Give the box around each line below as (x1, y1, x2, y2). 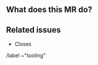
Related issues (6, 25, 61, 35)
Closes (14, 41, 32, 48)
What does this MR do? (6, 5, 93, 15)
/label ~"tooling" (6, 52, 46, 59)
